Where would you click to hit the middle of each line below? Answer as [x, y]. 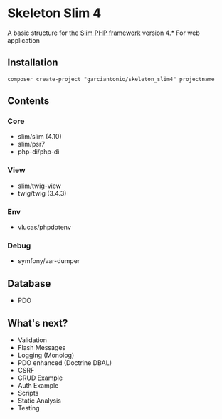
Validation [32, 340]
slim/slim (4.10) [39, 137]
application [24, 40]
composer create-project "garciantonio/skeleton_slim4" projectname [111, 79]
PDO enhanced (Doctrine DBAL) [65, 362]
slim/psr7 [31, 144]
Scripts [28, 393]
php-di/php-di [38, 152]
